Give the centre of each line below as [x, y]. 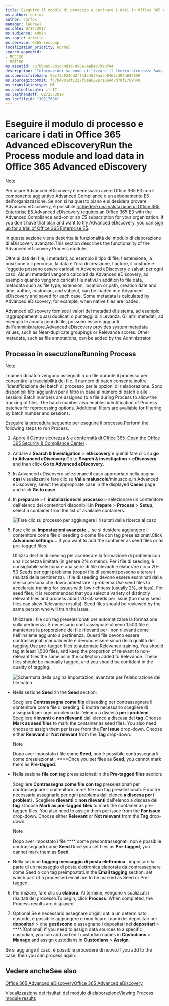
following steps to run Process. [37, 428]
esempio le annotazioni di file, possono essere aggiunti [62, 322]
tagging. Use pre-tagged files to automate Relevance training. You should [88, 646]
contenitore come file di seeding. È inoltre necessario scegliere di [80, 707]
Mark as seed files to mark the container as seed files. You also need [84, 723]
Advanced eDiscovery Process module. [46, 249]
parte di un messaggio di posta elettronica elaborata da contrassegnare [87, 867]
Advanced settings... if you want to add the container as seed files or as [88, 541]
